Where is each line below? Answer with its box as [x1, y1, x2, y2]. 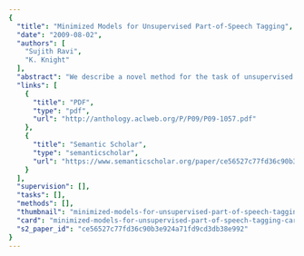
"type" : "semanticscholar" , [32, 148, 140, 157]
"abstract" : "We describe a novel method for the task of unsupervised [16, 73, 294, 82]
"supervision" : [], [16, 182, 91, 192]
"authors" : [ [16, 38, 66, 48]
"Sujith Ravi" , [25, 47, 83, 56]
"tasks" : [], [16, 191, 66, 200]
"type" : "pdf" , [32, 106, 91, 115]
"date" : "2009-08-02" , [16, 30, 103, 39]
